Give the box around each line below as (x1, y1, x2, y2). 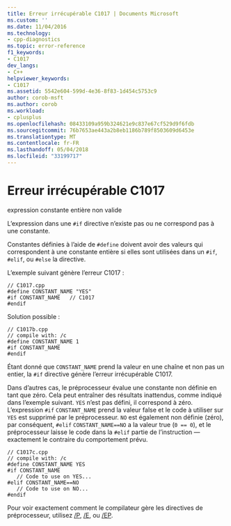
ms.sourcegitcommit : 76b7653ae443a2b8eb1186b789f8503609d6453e (7, 127, 195, 134)
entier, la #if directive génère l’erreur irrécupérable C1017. (7, 370, 173, 378)
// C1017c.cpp (7, 449, 49, 456)
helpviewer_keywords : (7, 75, 70, 82)
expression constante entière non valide (7, 206, 122, 214)
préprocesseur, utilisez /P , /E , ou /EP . (7, 511, 113, 519)
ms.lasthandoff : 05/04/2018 (7, 146, 89, 153)
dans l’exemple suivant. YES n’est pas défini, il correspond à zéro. (7, 398, 193, 406)
